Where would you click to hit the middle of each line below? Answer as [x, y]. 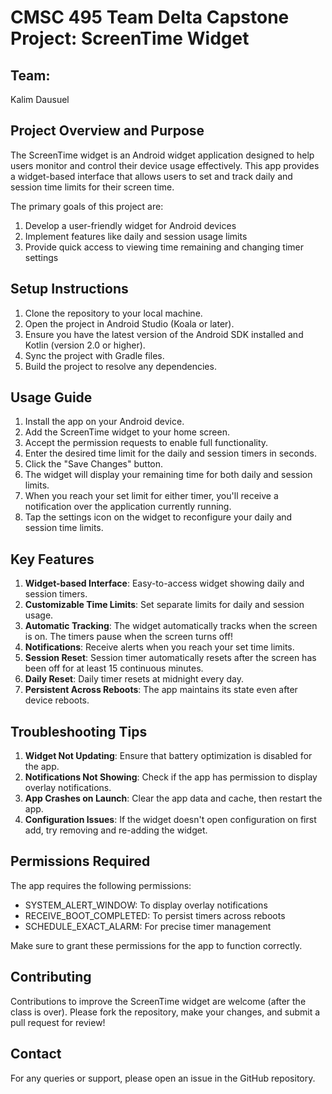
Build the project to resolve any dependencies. [120, 366]
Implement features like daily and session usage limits [136, 236]
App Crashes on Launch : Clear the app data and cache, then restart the [173, 798]
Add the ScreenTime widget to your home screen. [127, 432]
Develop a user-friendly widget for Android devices [130, 225]
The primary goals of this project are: [87, 206]
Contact [36, 1054]
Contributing [51, 977]
